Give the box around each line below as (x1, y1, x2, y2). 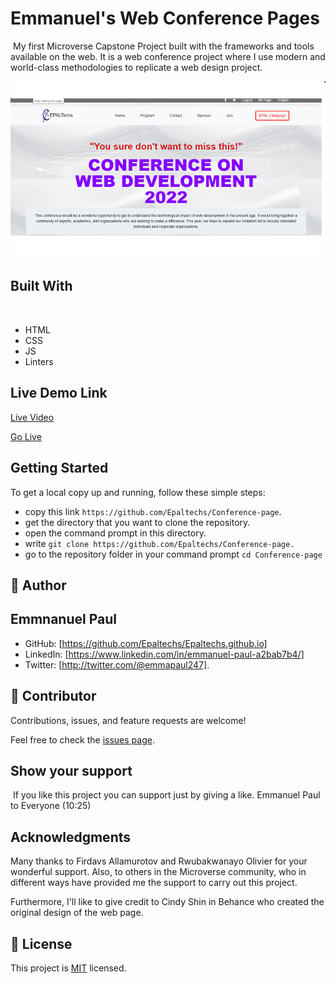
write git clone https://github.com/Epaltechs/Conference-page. (24, 537, 295, 549)
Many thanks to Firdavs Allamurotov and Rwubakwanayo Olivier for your (10, 855, 308, 867)
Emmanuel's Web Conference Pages (10, 7, 320, 30)
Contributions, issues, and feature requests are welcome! (10, 714, 247, 726)
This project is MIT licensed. (10, 962, 127, 974)
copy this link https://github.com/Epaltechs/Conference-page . (24, 505, 282, 517)
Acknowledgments (10, 828, 132, 846)
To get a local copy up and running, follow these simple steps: (10, 486, 266, 498)
